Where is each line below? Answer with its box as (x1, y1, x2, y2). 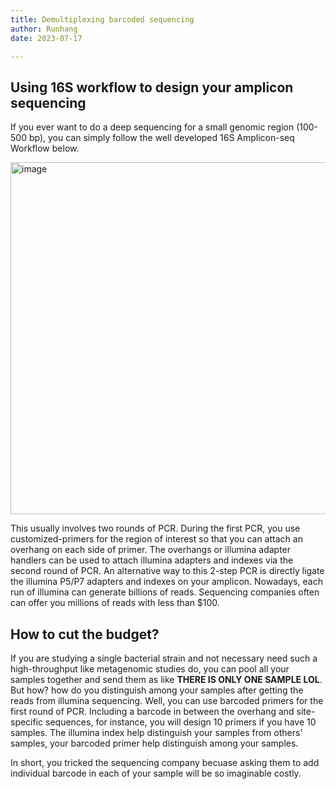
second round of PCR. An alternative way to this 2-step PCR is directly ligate (10, 565, 325, 577)
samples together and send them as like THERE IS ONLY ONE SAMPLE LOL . (10, 674, 323, 685)
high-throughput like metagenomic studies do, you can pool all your (10, 663, 290, 675)
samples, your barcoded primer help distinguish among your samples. (10, 737, 299, 749)
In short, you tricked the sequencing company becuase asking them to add (10, 757, 320, 768)
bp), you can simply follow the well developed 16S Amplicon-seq (28, 132, 295, 144)
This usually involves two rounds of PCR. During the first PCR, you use (10, 522, 301, 535)
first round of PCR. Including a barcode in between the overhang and (10, 706, 295, 717)
